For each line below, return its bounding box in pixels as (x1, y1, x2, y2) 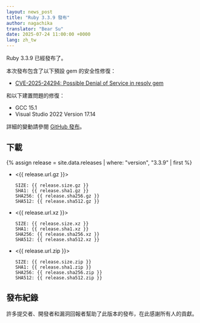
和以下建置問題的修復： (6, 92, 65, 99)
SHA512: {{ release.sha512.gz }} (15, 198, 100, 204)
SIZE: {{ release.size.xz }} (15, 221, 89, 227)
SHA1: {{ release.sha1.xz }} (15, 225, 89, 232)
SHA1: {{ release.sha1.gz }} (15, 187, 89, 194)
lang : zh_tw (6, 37, 36, 43)
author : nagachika (6, 20, 53, 26)
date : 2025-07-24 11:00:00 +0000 (6, 32, 91, 38)
